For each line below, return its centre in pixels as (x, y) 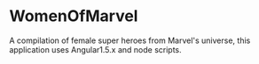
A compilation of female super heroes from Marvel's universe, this (130, 40)
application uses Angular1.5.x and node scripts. (95, 49)
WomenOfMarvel (74, 16)
